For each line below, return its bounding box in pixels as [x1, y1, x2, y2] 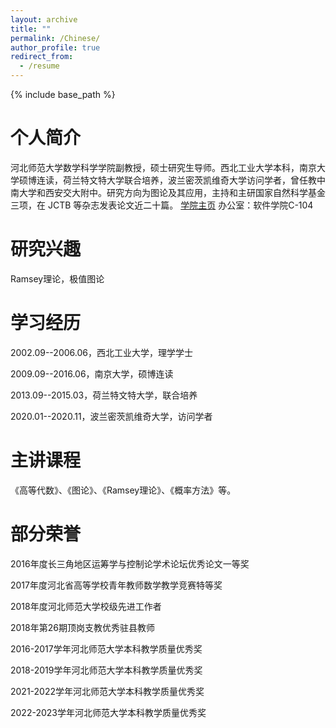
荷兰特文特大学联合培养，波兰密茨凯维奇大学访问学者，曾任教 [62, 174, 317, 186]
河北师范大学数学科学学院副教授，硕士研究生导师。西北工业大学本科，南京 [10, 161, 317, 173]
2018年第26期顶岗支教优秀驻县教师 [10, 621, 155, 633]
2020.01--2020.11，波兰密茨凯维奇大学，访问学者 [10, 410, 213, 422]
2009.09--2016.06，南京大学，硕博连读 [10, 367, 174, 380]
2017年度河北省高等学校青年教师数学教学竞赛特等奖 [10, 579, 223, 591]
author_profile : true [10, 42, 101, 53]
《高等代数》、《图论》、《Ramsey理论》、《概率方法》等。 [10, 484, 237, 496]
